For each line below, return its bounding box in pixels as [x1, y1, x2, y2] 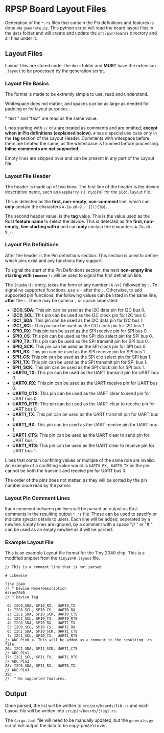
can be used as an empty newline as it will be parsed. [5, 526, 114, 532]
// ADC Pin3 [5, 668, 29, 673]
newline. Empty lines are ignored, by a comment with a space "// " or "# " [5, 521, 153, 527]
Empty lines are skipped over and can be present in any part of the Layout [5, 156, 155, 161]
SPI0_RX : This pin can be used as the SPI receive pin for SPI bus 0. [12, 328, 148, 334]
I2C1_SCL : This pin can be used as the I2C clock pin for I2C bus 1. [12, 322, 145, 328]
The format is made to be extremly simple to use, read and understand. [5, 91, 149, 97]
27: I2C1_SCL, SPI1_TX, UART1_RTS [5, 655, 78, 660]
